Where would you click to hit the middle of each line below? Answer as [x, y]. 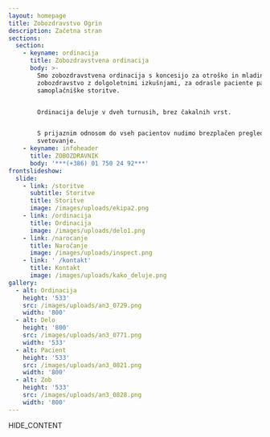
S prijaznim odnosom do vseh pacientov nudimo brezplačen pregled [151, 133]
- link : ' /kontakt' [57, 261]
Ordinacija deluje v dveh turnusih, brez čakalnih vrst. [134, 112]
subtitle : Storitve [62, 194]
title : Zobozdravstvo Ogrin [55, 23]
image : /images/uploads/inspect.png [91, 253]
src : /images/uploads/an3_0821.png [82, 365]
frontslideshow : [35, 171]
